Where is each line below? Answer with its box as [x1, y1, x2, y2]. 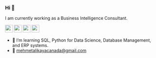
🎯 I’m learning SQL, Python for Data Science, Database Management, [12, 37, 151, 43]
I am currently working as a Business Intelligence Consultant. [5, 15, 128, 21]
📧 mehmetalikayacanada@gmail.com [12, 48, 87, 54]
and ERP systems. [12, 43, 49, 48]
